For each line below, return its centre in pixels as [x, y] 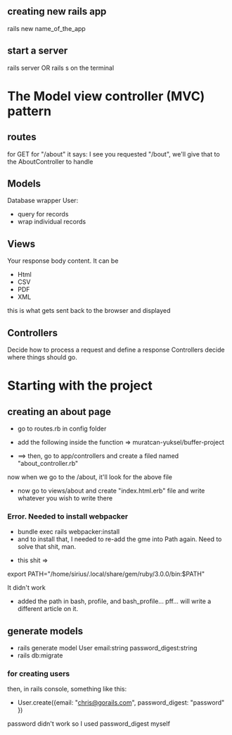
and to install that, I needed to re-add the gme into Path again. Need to [120, 539]
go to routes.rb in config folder [62, 428]
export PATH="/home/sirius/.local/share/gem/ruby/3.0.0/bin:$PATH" [106, 574]
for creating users [39, 674]
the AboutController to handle [50, 161]
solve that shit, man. [47, 547]
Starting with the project [80, 386]
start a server [38, 51]
